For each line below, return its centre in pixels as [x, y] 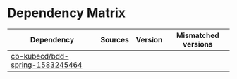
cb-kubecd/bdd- [40, 56]
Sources [115, 39]
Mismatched [198, 35]
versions [198, 44]
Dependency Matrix [66, 13]
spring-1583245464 [47, 65]
